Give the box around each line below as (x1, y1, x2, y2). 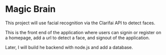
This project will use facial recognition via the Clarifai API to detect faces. (5, 20, 156, 26)
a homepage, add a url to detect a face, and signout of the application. (5, 35, 150, 41)
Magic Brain (5, 3, 56, 15)
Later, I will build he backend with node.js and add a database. (5, 44, 133, 50)
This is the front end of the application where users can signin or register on (5, 29, 162, 35)
